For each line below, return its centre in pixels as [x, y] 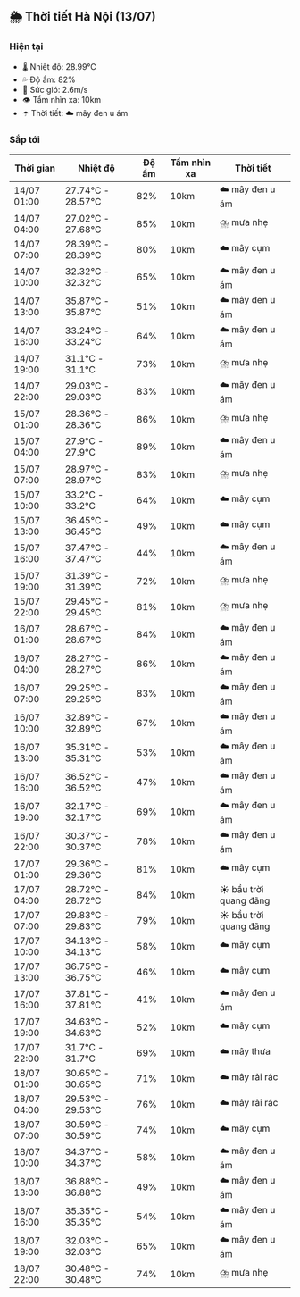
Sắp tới [25, 139]
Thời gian [35, 168]
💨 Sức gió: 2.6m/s [55, 89]
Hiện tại [26, 46]
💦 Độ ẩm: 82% [49, 79]
